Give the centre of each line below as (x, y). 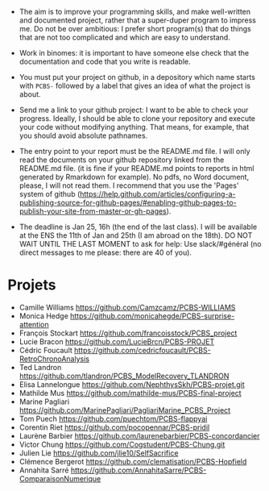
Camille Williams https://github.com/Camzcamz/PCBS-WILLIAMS (127, 307)
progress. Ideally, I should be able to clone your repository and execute (137, 119)
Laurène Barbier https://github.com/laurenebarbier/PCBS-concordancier (139, 435)
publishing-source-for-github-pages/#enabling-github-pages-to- (128, 202)
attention (34, 324)
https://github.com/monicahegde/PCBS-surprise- (153, 316)
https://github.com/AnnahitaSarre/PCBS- (139, 470)
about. (30, 94)
